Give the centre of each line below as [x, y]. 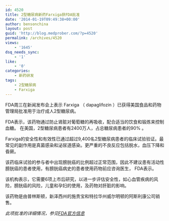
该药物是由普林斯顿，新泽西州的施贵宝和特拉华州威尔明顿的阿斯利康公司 [80, 196]
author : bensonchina [27, 24]
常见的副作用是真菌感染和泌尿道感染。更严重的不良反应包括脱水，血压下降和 [85, 145]
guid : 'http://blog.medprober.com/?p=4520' [52, 33]
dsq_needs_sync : [22, 52]
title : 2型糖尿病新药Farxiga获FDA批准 [42, 15]
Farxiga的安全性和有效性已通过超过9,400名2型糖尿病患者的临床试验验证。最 [84, 139]
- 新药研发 [24, 76]
